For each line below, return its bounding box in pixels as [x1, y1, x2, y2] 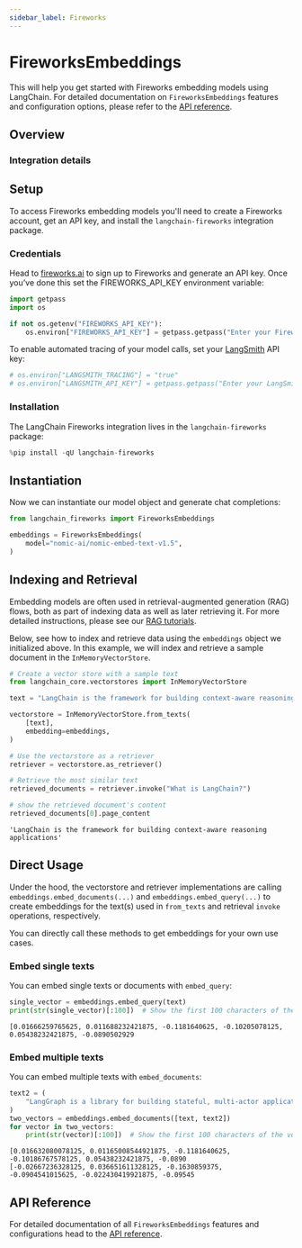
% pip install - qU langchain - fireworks [9, 448, 155, 457]
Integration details [9, 154, 92, 167]
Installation [9, 401, 60, 413]
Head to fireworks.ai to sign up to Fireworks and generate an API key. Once [9, 267, 288, 278]
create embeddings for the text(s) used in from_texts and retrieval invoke [9, 900, 280, 911]
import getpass [9, 294, 67, 303]
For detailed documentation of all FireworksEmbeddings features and [9, 1219, 260, 1230]
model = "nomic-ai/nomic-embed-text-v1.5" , [25, 538, 182, 547]
